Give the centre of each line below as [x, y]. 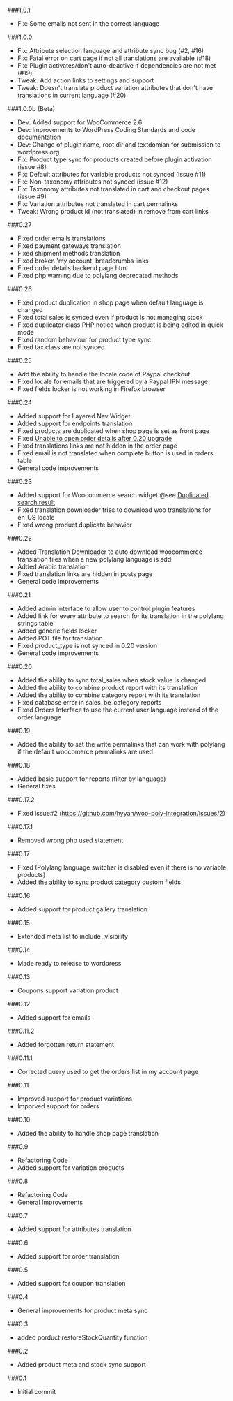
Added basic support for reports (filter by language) [91, 779]
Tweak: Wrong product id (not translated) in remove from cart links [113, 211]
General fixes [36, 786]
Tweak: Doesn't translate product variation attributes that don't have [115, 88]
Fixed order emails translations [61, 238]
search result [36, 503]
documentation [39, 137]
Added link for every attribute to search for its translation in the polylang [120, 616]
